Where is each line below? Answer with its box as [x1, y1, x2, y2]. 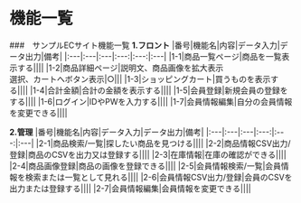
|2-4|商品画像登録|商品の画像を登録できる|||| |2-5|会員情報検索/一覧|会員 [9, 160, 282, 171]
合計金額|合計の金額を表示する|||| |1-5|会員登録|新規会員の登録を [47, 85, 288, 96]
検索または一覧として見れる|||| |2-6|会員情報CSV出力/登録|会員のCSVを [24, 171, 293, 182]
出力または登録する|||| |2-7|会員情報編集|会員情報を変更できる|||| [9, 182, 251, 194]
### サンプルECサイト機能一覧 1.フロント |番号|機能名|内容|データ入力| [9, 40, 280, 51]
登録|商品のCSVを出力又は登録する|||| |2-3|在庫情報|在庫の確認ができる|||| [9, 149, 287, 160]
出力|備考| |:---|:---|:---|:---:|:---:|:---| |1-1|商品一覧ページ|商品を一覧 [24, 51, 282, 61]
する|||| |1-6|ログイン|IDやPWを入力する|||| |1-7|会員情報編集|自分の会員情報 [9, 96, 293, 106]
